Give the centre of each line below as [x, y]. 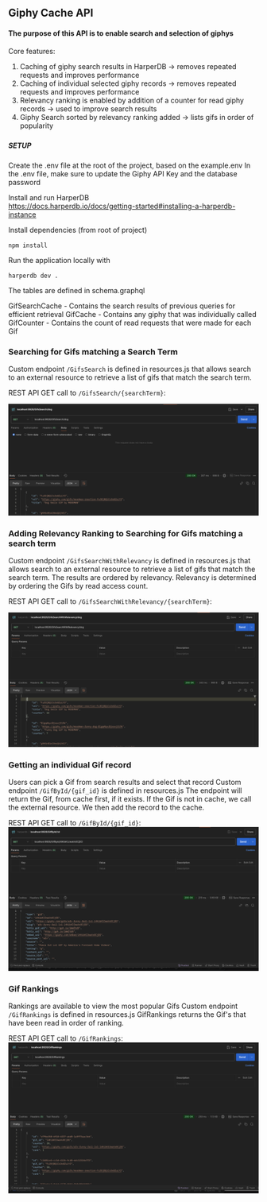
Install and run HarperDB [49, 197]
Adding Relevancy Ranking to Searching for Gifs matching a [126, 533]
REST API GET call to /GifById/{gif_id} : [75, 822]
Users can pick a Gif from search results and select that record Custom [125, 782]
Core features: [32, 51]
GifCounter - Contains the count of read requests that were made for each [130, 323]
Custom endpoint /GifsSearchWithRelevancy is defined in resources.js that [130, 560]
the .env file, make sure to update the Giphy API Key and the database [123, 173]
